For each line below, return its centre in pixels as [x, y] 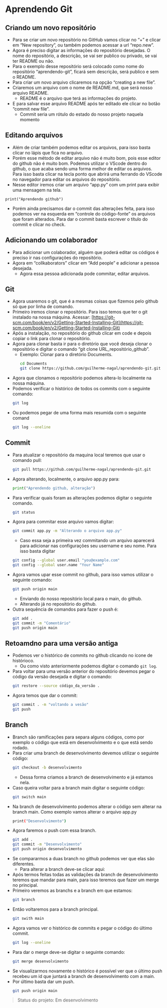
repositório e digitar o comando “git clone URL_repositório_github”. [81, 349]
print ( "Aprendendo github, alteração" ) [54, 488]
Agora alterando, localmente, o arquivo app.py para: [66, 479]
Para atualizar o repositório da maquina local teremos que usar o [79, 455]
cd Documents [33, 364]
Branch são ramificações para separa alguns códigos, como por [78, 737]
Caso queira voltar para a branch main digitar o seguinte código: [79, 788]
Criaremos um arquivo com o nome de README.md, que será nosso [83, 88]
